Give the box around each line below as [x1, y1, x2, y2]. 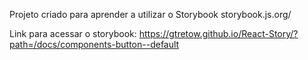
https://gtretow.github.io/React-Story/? [138, 28, 299, 39]
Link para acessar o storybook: [9, 28, 137, 39]
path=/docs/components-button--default [9, 39, 180, 50]
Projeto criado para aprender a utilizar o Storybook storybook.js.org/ [9, 9, 292, 20]
